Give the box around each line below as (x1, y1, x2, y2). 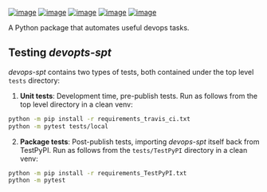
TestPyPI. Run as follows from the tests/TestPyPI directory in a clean (19, 145, 248, 155)
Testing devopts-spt (8, 46, 112, 60)
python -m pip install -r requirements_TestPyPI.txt (8, 169, 187, 177)
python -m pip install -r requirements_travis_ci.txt (8, 115, 191, 123)
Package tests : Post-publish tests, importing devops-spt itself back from (19, 136, 260, 147)
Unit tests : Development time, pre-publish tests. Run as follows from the (19, 91, 257, 100)
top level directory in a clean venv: (19, 100, 133, 109)
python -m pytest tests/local (8, 122, 109, 131)
